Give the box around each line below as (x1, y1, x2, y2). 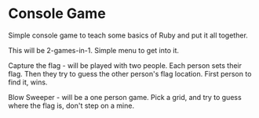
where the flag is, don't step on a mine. (8, 101, 135, 110)
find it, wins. (8, 77, 48, 87)
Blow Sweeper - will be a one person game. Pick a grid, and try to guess (8, 92, 242, 102)
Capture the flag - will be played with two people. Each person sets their (8, 60, 242, 70)
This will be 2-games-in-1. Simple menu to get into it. (8, 45, 179, 55)
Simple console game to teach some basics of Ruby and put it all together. (8, 30, 249, 40)
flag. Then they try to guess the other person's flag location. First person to (8, 69, 252, 78)
